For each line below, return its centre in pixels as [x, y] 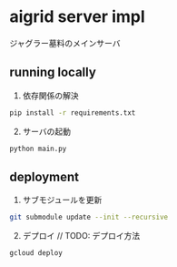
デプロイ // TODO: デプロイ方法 [81, 236]
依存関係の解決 [50, 95]
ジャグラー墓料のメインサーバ [65, 43]
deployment [44, 176]
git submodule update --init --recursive [89, 217]
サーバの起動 [46, 131]
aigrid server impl [77, 17]
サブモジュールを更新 [62, 200]
